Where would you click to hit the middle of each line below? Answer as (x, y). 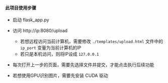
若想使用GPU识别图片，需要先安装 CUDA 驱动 (60, 75)
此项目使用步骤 (21, 8)
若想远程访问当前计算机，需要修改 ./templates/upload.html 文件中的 (92, 41)
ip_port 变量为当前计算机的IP (51, 48)
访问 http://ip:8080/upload (40, 31)
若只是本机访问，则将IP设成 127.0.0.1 (60, 54)
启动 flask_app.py (31, 20)
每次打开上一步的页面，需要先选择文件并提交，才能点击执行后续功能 (83, 65)
